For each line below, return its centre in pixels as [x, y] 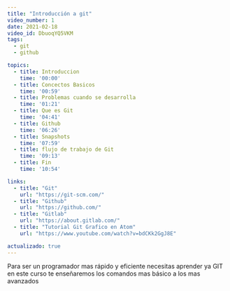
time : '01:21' [40, 104]
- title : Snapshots [42, 137]
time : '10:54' [40, 169]
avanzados [23, 281]
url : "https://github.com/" [60, 208]
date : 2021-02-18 [33, 27]
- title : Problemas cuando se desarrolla [75, 98]
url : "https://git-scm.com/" [62, 195]
